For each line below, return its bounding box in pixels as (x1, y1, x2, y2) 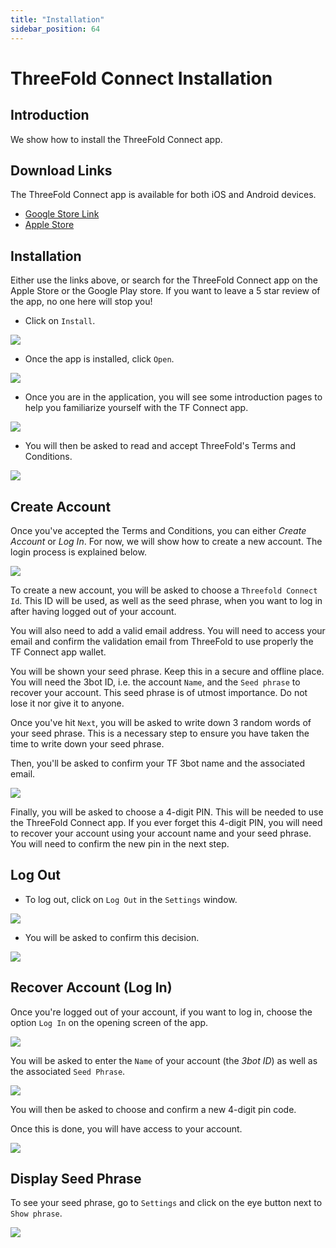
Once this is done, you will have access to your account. (10, 1122, 243, 1135)
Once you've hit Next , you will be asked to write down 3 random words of (10, 716, 312, 728)
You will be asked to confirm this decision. (24, 931, 200, 943)
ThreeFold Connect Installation (10, 67, 273, 90)
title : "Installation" (10, 14, 105, 25)
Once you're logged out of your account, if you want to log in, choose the (10, 1006, 313, 1018)
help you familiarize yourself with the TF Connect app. (24, 402, 249, 414)
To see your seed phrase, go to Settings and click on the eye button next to (10, 1197, 323, 1209)
